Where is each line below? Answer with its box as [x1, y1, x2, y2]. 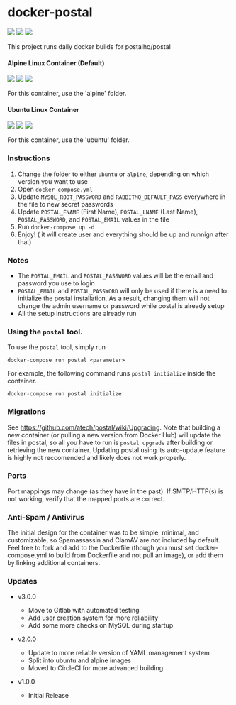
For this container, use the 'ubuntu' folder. [7, 136, 130, 144]
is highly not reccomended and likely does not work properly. [7, 453, 186, 461]
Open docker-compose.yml [17, 185, 94, 193]
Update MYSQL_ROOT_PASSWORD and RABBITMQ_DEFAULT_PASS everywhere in [17, 192, 226, 201]
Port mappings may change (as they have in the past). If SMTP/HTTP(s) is [7, 487, 223, 496]
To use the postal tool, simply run [7, 343, 106, 351]
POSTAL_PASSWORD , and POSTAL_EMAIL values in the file [17, 214, 170, 224]
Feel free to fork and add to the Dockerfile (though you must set [7, 544, 194, 552]
